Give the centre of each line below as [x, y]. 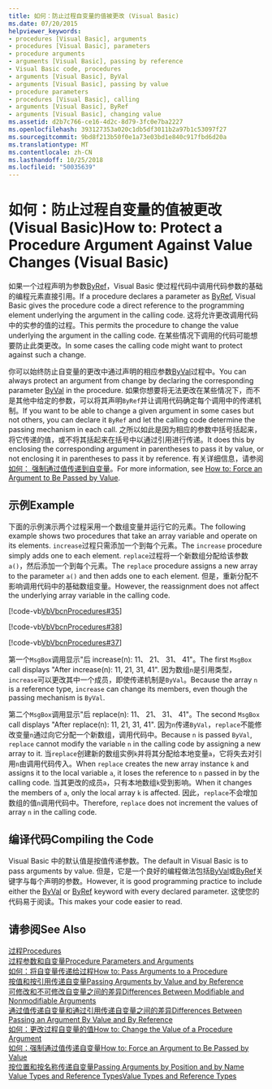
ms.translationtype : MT [49, 144]
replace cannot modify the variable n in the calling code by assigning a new [135, 743]
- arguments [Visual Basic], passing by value [89, 84]
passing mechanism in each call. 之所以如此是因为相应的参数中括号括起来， [135, 430]
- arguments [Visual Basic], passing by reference [96, 62]
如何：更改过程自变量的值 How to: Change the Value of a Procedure [121, 1029]
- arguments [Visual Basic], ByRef [69, 107]
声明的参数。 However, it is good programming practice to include [153, 881]
